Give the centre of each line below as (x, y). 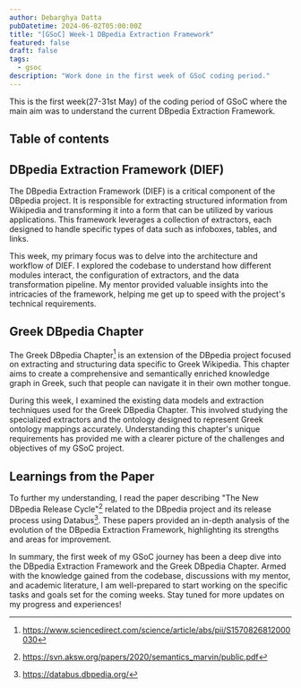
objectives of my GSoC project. (67, 448)
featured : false (39, 43)
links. (19, 238)
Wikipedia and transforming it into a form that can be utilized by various (141, 210)
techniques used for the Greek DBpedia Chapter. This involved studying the (149, 410)
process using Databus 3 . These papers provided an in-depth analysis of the (149, 519)
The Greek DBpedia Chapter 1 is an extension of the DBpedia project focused (150, 354)
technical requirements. (53, 303)
